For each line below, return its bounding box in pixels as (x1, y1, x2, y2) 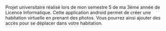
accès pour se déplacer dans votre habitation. (5, 20, 103, 26)
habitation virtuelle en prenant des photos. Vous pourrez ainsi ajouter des (5, 15, 161, 20)
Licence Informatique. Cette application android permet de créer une (5, 9, 151, 15)
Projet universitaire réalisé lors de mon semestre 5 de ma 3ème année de (5, 4, 160, 10)
